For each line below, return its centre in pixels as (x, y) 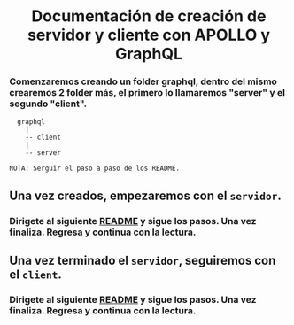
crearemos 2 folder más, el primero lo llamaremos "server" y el (147, 93)
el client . (35, 275)
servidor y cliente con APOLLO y (149, 35)
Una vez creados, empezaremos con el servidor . (145, 195)
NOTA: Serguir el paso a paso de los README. (94, 169)
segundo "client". (48, 104)
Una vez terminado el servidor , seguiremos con (143, 261)
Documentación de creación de (149, 16)
